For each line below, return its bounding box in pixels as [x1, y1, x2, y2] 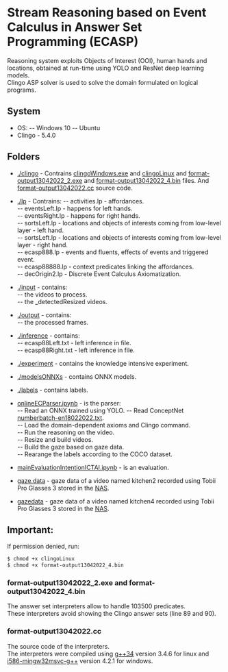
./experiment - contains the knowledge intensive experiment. [16, 359, 190, 367]
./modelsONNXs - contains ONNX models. [16, 372, 137, 381]
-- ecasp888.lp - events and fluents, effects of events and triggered [16, 248, 209, 256]
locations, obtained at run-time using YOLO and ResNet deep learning [7, 64, 204, 72]
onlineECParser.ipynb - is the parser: [16, 399, 121, 407]
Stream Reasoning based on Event [7, 5, 207, 21]
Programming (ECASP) [7, 34, 139, 49]
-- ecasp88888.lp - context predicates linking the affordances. [16, 262, 194, 271]
